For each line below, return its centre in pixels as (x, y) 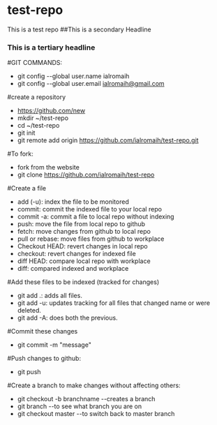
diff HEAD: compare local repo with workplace (84, 261)
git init (26, 133)
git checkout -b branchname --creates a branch (86, 399)
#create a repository (37, 97)
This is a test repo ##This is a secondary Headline (79, 29)
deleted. (29, 311)
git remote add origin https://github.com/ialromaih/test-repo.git (108, 140)
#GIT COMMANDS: (35, 63)
